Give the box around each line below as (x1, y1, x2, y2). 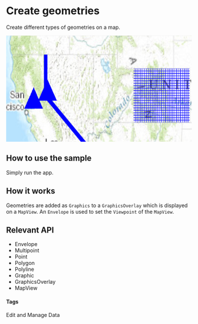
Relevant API (6, 225, 54, 235)
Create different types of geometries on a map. (6, 24, 121, 31)
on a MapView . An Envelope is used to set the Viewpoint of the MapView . (6, 208, 174, 215)
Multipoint (14, 247, 39, 254)
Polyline (14, 266, 34, 273)
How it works (6, 186, 55, 196)
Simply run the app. (6, 169, 54, 176)
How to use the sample (6, 153, 92, 163)
